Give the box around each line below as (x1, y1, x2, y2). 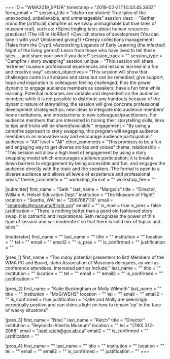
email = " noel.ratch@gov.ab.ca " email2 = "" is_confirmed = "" (19, 328, 149, 334)
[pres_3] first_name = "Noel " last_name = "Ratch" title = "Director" (5, 317, 146, 323)
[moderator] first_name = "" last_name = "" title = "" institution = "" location (5, 234, 163, 240)
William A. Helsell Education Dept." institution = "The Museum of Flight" (5, 192, 155, 197)
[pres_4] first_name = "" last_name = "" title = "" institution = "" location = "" (5, 343, 165, 349)
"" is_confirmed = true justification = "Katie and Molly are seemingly (5, 296, 148, 302)
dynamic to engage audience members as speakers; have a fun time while (5, 85, 161, 91)
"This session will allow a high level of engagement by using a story (5, 149, 147, 155)
